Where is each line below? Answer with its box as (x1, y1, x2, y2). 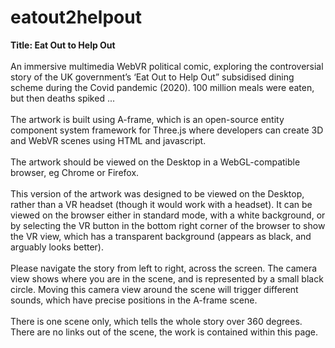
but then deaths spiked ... (10, 92, 116, 104)
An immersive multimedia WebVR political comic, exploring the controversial (10, 60, 324, 72)
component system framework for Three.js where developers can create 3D (10, 124, 324, 136)
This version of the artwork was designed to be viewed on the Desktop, (10, 187, 305, 200)
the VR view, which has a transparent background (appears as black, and (10, 230, 312, 242)
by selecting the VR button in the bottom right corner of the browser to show (10, 219, 326, 231)
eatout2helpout (10, 6, 142, 29)
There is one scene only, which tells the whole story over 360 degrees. (10, 315, 303, 327)
